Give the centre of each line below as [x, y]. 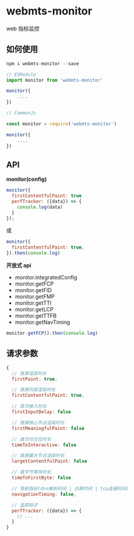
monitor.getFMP [35, 297]
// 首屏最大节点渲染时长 [38, 456]
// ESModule [21, 74]
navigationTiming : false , [44, 494]
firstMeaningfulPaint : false [48, 428]
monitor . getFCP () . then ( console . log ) [52, 333]
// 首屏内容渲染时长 [34, 390]
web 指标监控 [23, 28]
